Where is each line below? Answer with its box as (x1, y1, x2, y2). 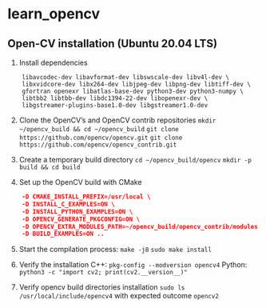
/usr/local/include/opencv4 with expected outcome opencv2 (18, 291, 219, 301)
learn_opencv (7, 5, 101, 23)
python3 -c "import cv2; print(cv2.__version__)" (18, 269, 189, 277)
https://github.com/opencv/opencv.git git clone (18, 134, 183, 142)
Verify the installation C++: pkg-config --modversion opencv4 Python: (18, 260, 248, 270)
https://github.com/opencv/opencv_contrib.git (18, 141, 177, 149)
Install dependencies (18, 58, 89, 67)
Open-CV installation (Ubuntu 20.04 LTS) (7, 37, 217, 50)
